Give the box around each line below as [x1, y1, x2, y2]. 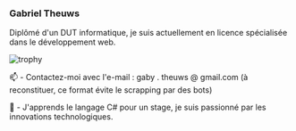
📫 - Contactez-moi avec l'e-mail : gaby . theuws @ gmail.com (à [9, 72, 249, 83]
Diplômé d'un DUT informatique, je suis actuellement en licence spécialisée [9, 28, 288, 38]
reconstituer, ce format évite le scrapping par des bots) [9, 85, 213, 95]
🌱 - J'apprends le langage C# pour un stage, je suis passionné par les [9, 102, 266, 113]
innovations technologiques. [9, 111, 114, 122]
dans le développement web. [9, 37, 116, 47]
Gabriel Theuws [9, 7, 80, 20]
